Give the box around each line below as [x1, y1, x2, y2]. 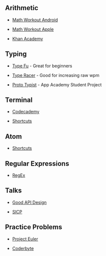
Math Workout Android [12, 17, 58, 22]
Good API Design [12, 199, 47, 205]
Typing [5, 50, 27, 58]
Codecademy [12, 109, 40, 115]
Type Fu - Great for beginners [12, 63, 72, 69]
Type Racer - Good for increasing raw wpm [12, 72, 100, 78]
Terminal [5, 96, 33, 104]
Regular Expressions [5, 159, 69, 168]
